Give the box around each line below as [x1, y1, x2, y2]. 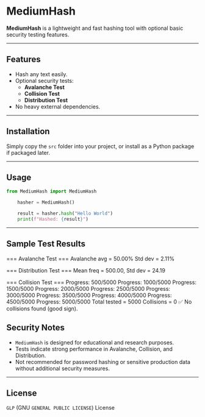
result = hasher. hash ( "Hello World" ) [17, 210, 113, 217]
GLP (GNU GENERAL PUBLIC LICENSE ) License [6, 404, 115, 412]
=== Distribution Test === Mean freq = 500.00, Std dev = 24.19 [6, 266, 166, 274]
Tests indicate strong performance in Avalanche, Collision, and [15, 345, 173, 352]
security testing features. [6, 30, 70, 38]
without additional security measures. [15, 365, 110, 372]
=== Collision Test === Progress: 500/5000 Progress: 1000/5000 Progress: [6, 279, 197, 286]
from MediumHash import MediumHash [6, 188, 97, 194]
